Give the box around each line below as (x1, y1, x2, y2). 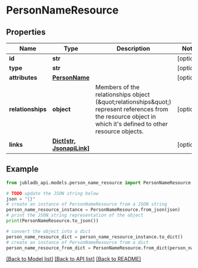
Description (117, 45, 150, 52)
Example (6, 164, 39, 174)
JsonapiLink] (52, 144, 90, 152)
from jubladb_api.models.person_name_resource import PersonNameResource (6, 180, 192, 186)
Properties (6, 27, 46, 37)
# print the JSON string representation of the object (6, 213, 144, 219)
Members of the (95, 83, 140, 91)
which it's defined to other (95, 120, 168, 128)
